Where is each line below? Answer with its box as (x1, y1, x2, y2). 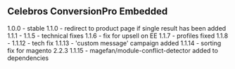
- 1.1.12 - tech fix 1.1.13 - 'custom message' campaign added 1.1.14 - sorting (7, 38, 222, 47)
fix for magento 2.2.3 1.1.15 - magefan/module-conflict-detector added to (7, 46, 218, 54)
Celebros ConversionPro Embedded (7, 6, 168, 17)
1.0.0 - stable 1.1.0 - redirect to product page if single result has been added (7, 24, 227, 32)
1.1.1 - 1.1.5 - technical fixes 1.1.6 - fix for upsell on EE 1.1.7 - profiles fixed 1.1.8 (7, 31, 229, 40)
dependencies (7, 54, 49, 62)
